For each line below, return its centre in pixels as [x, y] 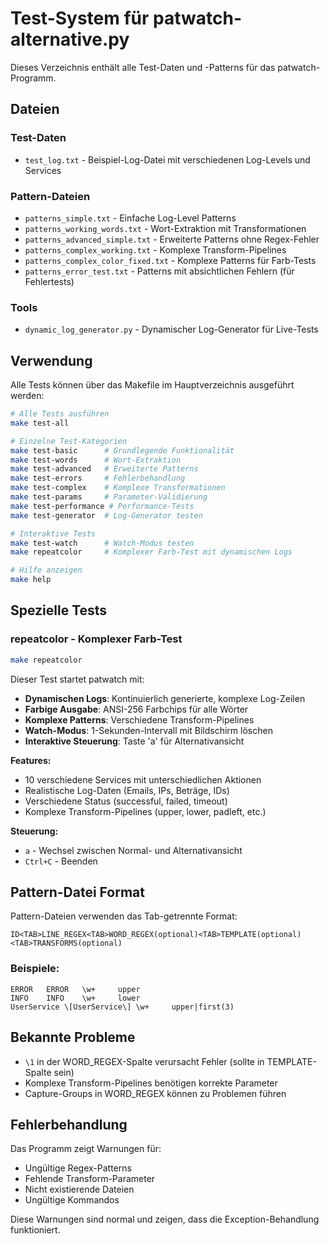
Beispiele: [35, 969]
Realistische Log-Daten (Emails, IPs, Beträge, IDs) [127, 790]
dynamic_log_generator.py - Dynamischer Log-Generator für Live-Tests [171, 329]
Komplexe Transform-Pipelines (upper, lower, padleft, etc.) [145, 811]
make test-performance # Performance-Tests [102, 506]
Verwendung [51, 360]
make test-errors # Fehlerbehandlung [98, 478]
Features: [31, 760]
